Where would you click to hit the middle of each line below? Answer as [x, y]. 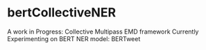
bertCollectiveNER [62, 13]
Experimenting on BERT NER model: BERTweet [74, 38]
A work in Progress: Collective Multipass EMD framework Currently [103, 32]
